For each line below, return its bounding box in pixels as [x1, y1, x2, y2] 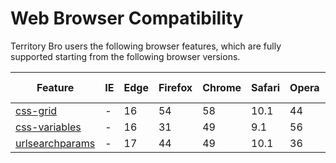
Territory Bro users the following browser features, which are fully [10, 40, 282, 52]
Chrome [202, 80, 242, 94]
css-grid [15, 103, 58, 117]
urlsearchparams [15, 136, 96, 150]
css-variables [15, 120, 82, 134]
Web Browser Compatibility [10, 7, 244, 30]
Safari [251, 80, 281, 94]
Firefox [158, 80, 193, 94]
